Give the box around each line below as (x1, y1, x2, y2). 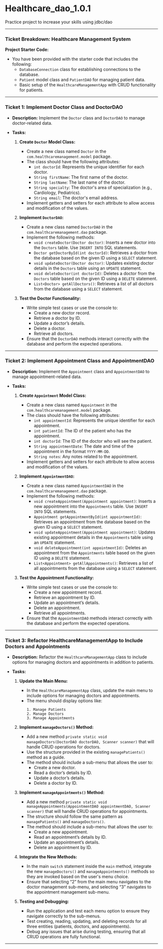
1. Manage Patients (26, 707, 66, 712)
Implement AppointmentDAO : (19, 473, 75, 479)
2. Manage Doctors (26, 711, 64, 717)
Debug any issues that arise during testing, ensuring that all (26, 929, 146, 934)
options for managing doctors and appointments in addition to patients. (12, 659, 154, 665)
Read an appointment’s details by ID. (33, 834, 107, 840)
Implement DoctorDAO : (19, 214, 64, 220)
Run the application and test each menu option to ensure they (26, 908, 150, 914)
